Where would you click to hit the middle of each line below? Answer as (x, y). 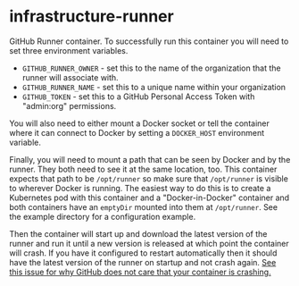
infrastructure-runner (91, 17)
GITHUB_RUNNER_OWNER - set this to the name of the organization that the (151, 68)
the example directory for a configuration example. (103, 216)
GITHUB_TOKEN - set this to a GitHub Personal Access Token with (138, 97)
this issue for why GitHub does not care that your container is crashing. (140, 272)
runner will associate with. (70, 77)
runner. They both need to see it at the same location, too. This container (143, 169)
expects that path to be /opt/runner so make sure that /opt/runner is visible (149, 178)
